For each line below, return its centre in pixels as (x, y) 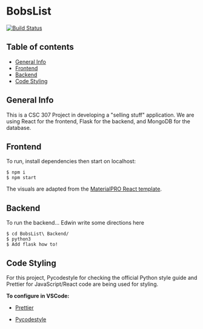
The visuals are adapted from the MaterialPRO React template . (84, 189)
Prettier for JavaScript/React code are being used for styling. (82, 284)
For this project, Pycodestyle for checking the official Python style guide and (102, 278)
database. (19, 127)
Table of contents (40, 47)
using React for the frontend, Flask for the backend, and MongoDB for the (98, 121)
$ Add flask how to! (32, 245)
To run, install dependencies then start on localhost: (71, 161)
